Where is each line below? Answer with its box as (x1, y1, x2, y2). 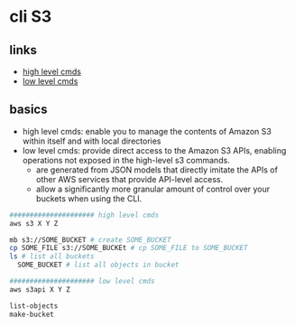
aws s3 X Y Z (9, 219, 59, 228)
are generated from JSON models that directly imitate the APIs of (35, 164, 278, 175)
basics (9, 102, 48, 117)
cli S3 (9, 6, 52, 27)
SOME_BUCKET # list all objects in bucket (17, 260, 180, 270)
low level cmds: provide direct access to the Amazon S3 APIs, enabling (22, 144, 287, 155)
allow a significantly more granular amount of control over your (35, 183, 271, 194)
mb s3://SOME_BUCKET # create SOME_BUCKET (9, 235, 171, 245)
